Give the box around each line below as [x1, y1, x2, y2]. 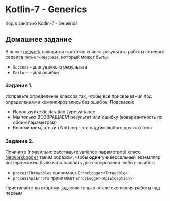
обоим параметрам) [12, 119, 57, 125]
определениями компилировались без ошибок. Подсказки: [5, 99, 134, 105]
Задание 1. [5, 82, 33, 89]
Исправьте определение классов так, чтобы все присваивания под [5, 93, 152, 99]
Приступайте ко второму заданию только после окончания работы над [5, 185, 160, 191]
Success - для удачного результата [12, 63, 88, 70]
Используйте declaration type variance [12, 109, 95, 115]
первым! [5, 190, 24, 196]
